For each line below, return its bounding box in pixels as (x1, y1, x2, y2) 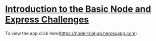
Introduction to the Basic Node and (5, 3, 151, 15)
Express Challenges (5, 14, 89, 25)
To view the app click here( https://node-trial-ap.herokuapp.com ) (5, 30, 137, 36)
